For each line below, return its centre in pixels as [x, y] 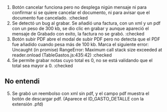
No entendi [22, 81]
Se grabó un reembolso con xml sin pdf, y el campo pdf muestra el [80, 93]
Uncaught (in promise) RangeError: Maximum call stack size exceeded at [87, 50]
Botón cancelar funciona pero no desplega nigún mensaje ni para [79, 7]
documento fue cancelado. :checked [50, 18]
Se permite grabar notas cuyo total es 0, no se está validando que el [82, 60]
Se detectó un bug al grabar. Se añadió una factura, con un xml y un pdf [86, 23]
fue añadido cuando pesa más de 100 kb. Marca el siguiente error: [80, 44]
